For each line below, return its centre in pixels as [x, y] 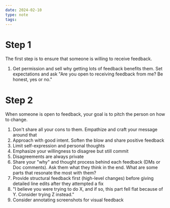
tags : [11, 19]
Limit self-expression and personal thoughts [59, 146]
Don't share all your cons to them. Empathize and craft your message [85, 129]
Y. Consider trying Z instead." [43, 195]
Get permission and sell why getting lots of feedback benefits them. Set [88, 69]
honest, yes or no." [32, 80]
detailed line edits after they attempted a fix [58, 184]
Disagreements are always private [48, 157]
